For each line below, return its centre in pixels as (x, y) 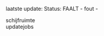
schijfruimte (21, 20)
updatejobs (20, 27)
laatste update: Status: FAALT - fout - (52, 9)
